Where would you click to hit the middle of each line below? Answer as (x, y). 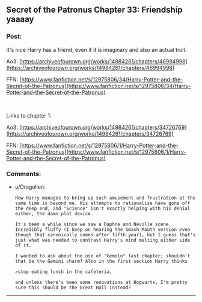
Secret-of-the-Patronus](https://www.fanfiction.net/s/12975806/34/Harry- (99, 86)
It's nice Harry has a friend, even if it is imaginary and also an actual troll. (96, 49)
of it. (23, 245)
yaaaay (20, 20)
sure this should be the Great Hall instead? (73, 288)
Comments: (24, 174)
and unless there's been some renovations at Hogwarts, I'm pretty (101, 282)
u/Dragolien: (30, 187)
